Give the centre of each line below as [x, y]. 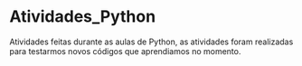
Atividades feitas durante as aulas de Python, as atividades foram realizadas [151, 42]
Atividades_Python [83, 17]
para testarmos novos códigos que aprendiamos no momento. [125, 51]
